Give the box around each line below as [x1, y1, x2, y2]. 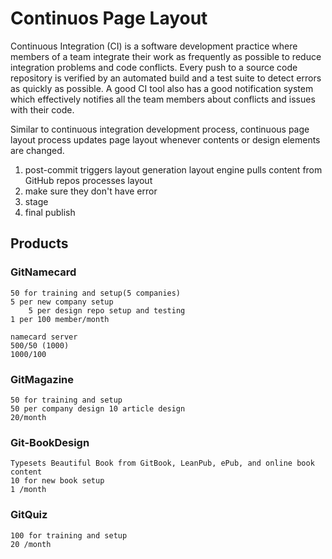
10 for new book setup [10, 476, 105, 486]
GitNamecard [10, 265, 77, 279]
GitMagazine [10, 372, 75, 386]
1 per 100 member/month [10, 314, 110, 324]
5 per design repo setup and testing [28, 305, 186, 316]
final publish [24, 206, 76, 218]
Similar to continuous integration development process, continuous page [10, 123, 310, 135]
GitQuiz [10, 508, 48, 522]
